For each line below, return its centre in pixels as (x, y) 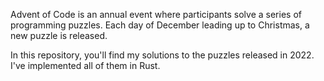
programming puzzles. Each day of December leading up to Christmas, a (160, 25)
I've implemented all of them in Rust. (85, 65)
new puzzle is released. (59, 35)
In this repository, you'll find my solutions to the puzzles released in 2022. (162, 55)
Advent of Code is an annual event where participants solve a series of (156, 14)
